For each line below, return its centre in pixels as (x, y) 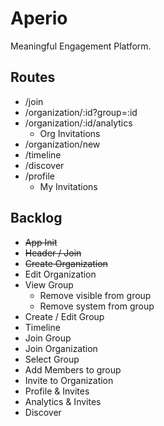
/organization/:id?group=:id (81, 112)
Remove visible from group (95, 295)
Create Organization (66, 263)
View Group (49, 284)
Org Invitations (70, 133)
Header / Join (53, 253)
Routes (33, 77)
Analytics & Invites (63, 401)
